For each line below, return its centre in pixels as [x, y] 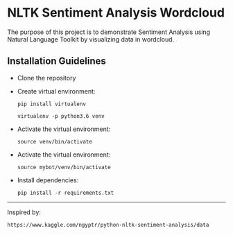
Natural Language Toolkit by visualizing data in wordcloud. [91, 39]
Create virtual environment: [56, 91]
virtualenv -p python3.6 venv [61, 116]
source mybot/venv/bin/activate [64, 167]
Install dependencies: [48, 180]
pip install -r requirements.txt [66, 193]
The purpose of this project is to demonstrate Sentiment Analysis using [109, 32]
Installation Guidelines [57, 61]
